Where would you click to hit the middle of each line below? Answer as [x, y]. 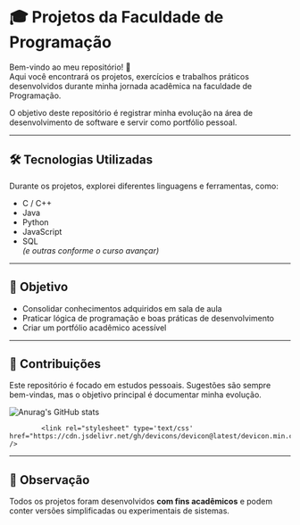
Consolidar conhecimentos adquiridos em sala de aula [122, 308]
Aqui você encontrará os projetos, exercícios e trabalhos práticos [129, 76]
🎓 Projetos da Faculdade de [117, 17]
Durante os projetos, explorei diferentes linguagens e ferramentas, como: [144, 186]
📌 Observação [50, 480]
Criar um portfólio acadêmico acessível [94, 328]
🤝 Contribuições [55, 364]
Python [35, 222]
